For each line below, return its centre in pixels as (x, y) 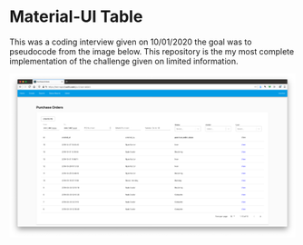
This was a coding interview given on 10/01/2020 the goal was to (131, 42)
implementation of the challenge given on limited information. (124, 61)
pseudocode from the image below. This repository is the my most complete (152, 51)
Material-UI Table (76, 17)
